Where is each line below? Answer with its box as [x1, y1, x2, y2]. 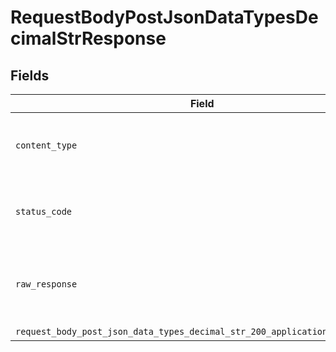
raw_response [15, 279, 78, 290]
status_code [15, 206, 73, 217]
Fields [10, 67, 50, 84]
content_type [15, 140, 78, 151]
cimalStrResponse [10, 27, 167, 50]
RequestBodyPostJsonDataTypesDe [10, 6, 319, 29]
